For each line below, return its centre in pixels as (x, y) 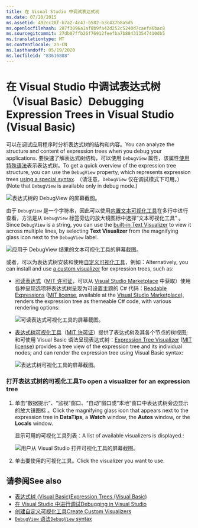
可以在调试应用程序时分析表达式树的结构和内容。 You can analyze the (90, 144)
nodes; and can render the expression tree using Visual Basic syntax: (99, 352)
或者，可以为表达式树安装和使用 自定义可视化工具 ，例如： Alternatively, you (97, 262)
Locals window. (34, 423)
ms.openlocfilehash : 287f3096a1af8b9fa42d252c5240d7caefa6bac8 (86, 28)
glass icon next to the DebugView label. (52, 237)
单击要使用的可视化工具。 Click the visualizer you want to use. (90, 461)
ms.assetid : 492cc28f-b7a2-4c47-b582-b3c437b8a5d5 (70, 22)
